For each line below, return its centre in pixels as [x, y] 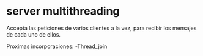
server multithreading [63, 11]
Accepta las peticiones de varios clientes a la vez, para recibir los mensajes [102, 28]
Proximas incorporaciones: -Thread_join [57, 46]
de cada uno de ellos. [34, 34]
